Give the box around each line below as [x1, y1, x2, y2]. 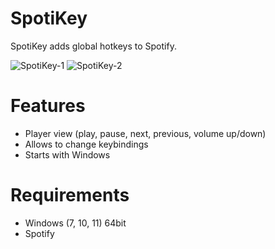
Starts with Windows [24, 148, 111, 161]
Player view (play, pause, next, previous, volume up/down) [24, 127, 267, 139]
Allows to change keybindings [24, 138, 149, 150]
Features [10, 95, 86, 117]
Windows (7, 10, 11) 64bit [24, 217, 127, 229]
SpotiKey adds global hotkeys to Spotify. [10, 40, 177, 52]
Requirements [10, 184, 130, 207]
